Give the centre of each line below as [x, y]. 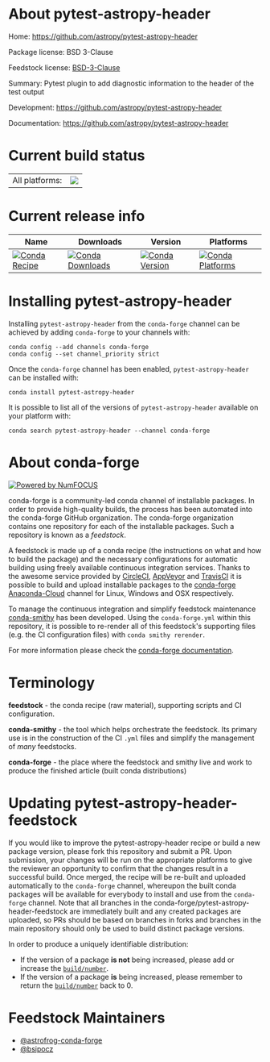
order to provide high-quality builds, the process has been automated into [131, 509]
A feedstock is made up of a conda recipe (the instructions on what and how [135, 550]
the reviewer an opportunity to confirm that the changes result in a [119, 868]
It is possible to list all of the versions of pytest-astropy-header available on [133, 407]
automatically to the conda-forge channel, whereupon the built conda [123, 885]
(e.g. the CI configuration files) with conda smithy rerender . [106, 635]
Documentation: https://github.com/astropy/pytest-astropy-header [119, 123]
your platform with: [40, 415]
